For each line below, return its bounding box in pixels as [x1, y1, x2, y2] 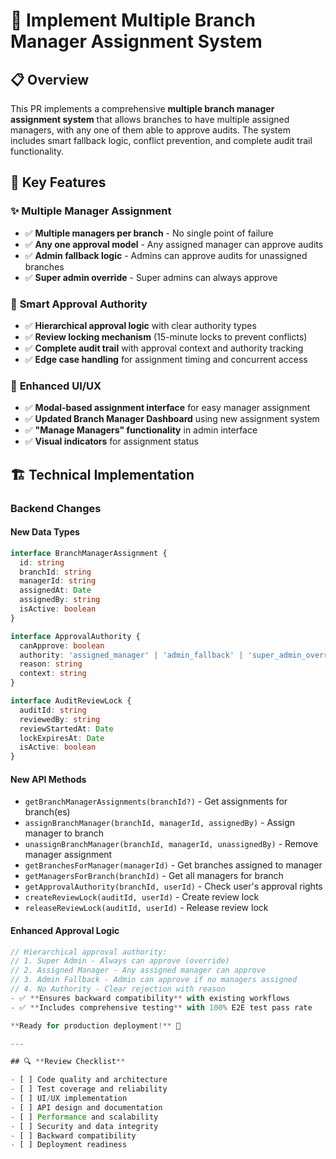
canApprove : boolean [19, 640, 105, 651]
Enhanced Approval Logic [10, 924, 120, 936]
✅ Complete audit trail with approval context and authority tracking [24, 342, 304, 354]
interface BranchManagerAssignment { [10, 548, 168, 558]
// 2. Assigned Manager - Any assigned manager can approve [10, 965, 267, 976]
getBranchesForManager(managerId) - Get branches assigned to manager [24, 859, 323, 871]
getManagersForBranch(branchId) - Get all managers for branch [24, 870, 284, 882]
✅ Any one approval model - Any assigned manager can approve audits [24, 238, 324, 250]
